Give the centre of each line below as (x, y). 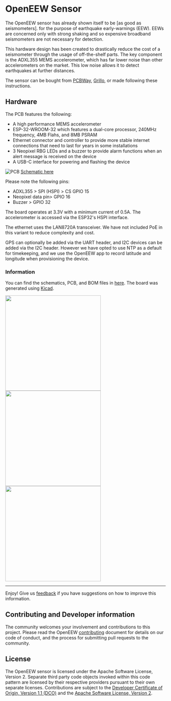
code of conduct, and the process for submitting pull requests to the (77, 637)
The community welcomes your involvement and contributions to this (78, 627)
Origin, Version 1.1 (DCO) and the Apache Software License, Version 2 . (79, 693)
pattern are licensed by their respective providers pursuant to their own (80, 682)
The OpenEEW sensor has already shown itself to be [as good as (73, 23)
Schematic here (37, 171)
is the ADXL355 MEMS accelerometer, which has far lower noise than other (84, 59)
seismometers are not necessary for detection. (54, 39)
